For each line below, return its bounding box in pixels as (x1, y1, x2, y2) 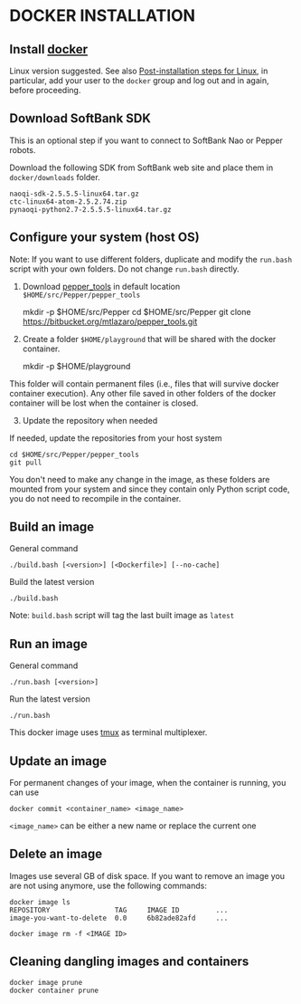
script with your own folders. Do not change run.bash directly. (9, 263, 240, 274)
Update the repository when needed (22, 415, 158, 426)
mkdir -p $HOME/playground (22, 360, 131, 371)
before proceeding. (9, 85, 81, 95)
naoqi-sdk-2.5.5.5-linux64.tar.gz (9, 189, 140, 198)
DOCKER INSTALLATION (9, 5, 196, 26)
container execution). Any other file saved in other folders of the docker (9, 387, 277, 398)
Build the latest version (9, 577, 95, 588)
